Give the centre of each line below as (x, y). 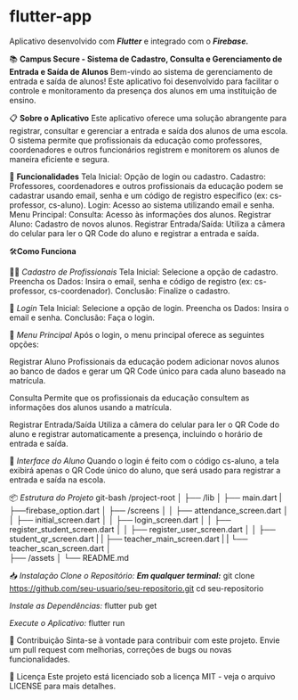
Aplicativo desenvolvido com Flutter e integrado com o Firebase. (129, 41)
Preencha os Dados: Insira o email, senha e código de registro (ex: (131, 281)
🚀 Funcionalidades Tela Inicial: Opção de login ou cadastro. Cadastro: (138, 177)
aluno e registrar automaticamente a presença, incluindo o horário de (136, 433)
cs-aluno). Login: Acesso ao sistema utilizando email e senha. (161, 205)
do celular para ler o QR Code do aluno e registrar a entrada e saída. (134, 233)
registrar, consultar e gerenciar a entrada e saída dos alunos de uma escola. (149, 130)
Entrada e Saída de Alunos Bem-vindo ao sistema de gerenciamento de (141, 71)
